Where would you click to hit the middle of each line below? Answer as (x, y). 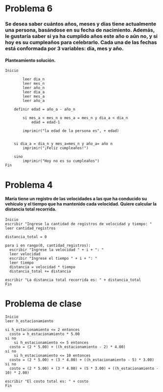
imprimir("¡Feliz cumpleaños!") (56, 148)
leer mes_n (34, 84)
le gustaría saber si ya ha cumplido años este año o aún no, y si (81, 36)
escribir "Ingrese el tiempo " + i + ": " (53, 258)
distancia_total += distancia (40, 271)
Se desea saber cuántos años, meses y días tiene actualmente (81, 24)
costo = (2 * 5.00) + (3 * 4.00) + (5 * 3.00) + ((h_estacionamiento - (84, 368)
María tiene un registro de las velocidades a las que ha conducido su (76, 199)
